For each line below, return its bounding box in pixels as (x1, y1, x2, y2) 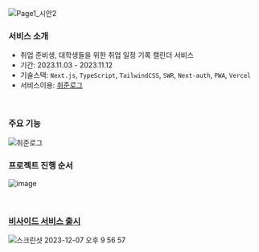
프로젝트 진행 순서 (8, 160, 74, 171)
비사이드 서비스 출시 (8, 215, 81, 226)
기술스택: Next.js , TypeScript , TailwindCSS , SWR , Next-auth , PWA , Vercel (19, 71, 252, 80)
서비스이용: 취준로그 (19, 80, 83, 90)
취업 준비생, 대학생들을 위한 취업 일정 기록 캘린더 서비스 (19, 51, 195, 60)
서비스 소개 (8, 30, 49, 42)
